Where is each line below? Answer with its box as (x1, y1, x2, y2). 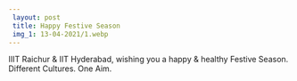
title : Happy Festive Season (12, 21, 121, 30)
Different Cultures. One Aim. (8, 63, 112, 74)
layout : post (12, 12, 62, 22)
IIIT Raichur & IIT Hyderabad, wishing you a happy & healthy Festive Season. (8, 54, 289, 65)
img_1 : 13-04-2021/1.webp (12, 29, 109, 38)
